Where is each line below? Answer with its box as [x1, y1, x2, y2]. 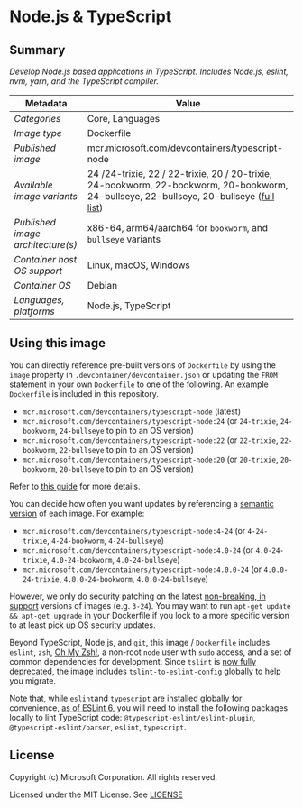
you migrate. [9, 675, 57, 686]
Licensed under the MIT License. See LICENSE [9, 789, 183, 800]
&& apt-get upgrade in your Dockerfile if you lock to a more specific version [9, 610, 290, 620]
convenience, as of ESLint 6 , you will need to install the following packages [9, 702, 289, 713]
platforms [14, 305, 56, 317]
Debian [87, 280, 118, 291]
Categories [14, 113, 61, 124]
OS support [14, 264, 63, 277]
